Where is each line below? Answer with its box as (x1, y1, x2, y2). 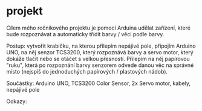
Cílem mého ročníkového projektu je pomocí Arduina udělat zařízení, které (6, 24, 191, 31)
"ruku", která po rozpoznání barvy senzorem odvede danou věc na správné (6, 62, 194, 69)
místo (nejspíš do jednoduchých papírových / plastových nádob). (6, 68, 168, 75)
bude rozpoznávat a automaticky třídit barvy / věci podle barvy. (6, 30, 165, 37)
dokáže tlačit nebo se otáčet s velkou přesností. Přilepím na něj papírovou (6, 55, 191, 62)
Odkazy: (6, 98, 27, 105)
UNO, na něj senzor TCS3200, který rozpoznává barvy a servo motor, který (6, 48, 194, 55)
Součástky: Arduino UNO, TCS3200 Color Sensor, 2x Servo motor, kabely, (6, 80, 191, 87)
